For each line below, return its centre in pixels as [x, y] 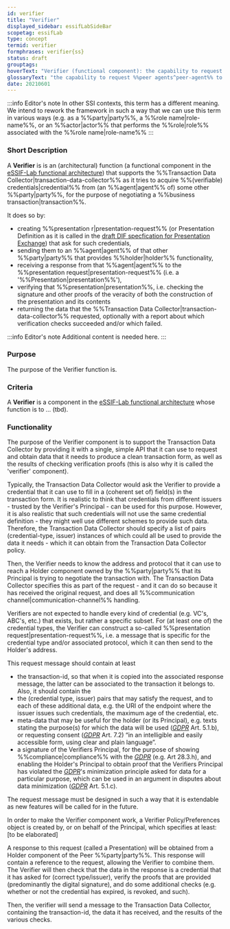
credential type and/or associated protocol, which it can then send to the [110, 642]
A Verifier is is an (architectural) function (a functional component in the [109, 165]
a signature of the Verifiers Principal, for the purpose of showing [108, 750]
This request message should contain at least [71, 663]
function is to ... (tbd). [38, 410]
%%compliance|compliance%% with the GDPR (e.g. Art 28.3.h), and [114, 757]
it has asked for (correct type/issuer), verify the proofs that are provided [109, 877]
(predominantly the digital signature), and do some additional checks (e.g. [112, 884]
